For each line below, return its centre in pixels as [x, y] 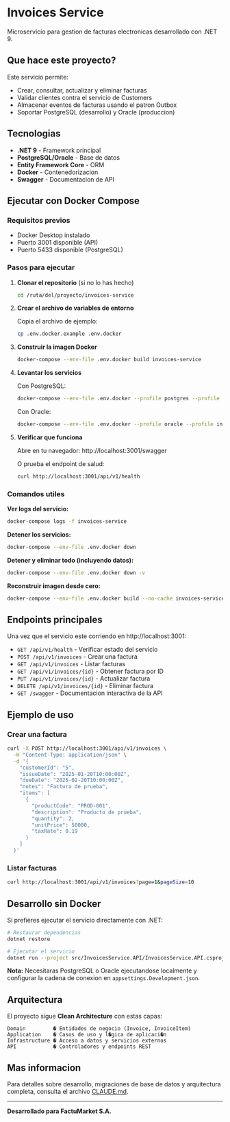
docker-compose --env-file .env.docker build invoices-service [109, 360]
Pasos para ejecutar [41, 267]
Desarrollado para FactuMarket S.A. [59, 1111]
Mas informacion [44, 1068]
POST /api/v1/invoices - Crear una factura [77, 657]
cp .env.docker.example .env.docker [69, 334]
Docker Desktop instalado [53, 235]
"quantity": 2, [53, 818]
